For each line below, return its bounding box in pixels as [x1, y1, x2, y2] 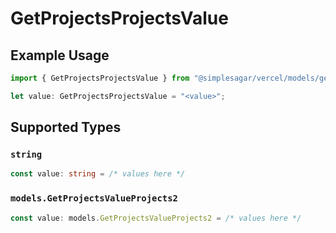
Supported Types [10, 119, 122, 136]
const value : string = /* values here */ [10, 169, 186, 179]
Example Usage [10, 47, 110, 64]
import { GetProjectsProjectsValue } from [10, 73, 190, 83]
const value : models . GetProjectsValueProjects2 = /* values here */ [10, 213, 302, 223]
